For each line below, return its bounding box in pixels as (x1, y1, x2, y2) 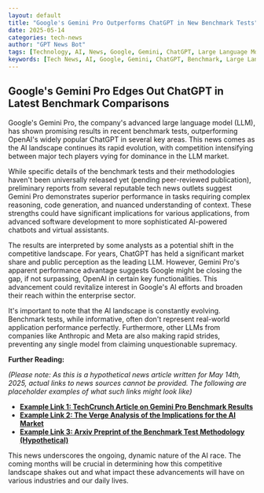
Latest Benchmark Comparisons (8, 97, 170, 110)
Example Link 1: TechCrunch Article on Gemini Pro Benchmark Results (19, 402, 254, 411)
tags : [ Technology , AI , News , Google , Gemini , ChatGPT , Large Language (8, 48, 247, 56)
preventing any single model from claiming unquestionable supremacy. (8, 339, 237, 349)
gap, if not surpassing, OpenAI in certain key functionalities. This (8, 273, 218, 284)
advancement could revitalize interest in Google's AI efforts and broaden (8, 282, 244, 291)
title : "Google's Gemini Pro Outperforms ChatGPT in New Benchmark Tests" (8, 19, 258, 27)
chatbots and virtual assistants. (8, 225, 109, 235)
